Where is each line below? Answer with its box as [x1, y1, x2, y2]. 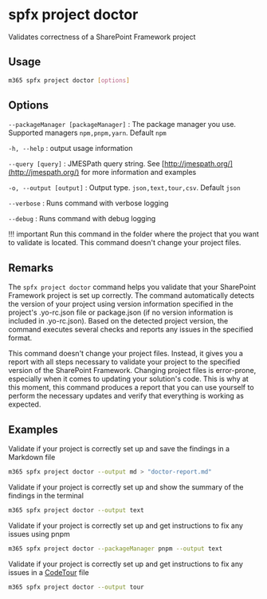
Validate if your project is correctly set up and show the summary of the [8, 482, 244, 492]
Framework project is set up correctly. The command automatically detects [8, 291, 255, 300]
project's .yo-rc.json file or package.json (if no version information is [8, 307, 234, 317]
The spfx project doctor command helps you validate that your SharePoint [8, 282, 257, 292]
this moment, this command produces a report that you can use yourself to [8, 383, 254, 392]
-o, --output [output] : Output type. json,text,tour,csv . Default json [8, 183, 241, 192]
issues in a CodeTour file [8, 567, 89, 577]
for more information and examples [80, 168, 197, 177]
